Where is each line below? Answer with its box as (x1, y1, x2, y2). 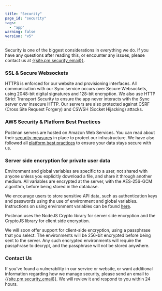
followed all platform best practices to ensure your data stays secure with (5, 140, 151, 145)
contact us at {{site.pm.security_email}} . (5, 58, 85, 63)
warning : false (5, 30, 36, 34)
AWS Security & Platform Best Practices (5, 118, 101, 125)
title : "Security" (5, 11, 42, 16)
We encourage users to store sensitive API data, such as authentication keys (5, 193, 158, 199)
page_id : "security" (5, 16, 47, 21)
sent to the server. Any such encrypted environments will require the (5, 237, 142, 243)
